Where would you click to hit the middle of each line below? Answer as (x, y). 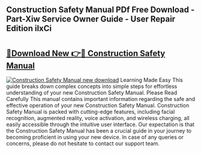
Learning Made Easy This (151, 80)
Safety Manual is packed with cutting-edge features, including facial (91, 112)
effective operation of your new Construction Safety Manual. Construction (98, 105)
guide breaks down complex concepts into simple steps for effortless (92, 86)
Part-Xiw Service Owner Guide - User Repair (91, 19)
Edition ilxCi (29, 28)
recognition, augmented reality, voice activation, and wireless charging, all (98, 118)
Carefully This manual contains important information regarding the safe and (101, 99)
